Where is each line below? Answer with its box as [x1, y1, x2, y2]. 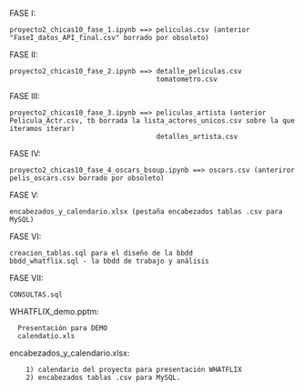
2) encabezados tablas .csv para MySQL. [25, 373, 181, 382]
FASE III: [9, 91, 41, 101]
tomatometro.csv [156, 75, 218, 84]
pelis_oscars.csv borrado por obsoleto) [9, 174, 166, 183]
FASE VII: [9, 273, 44, 283]
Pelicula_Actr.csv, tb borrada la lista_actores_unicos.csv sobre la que [9, 116, 296, 125]
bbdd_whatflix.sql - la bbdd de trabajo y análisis [9, 256, 209, 266]
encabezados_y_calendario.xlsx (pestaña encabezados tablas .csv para [9, 207, 283, 216]
